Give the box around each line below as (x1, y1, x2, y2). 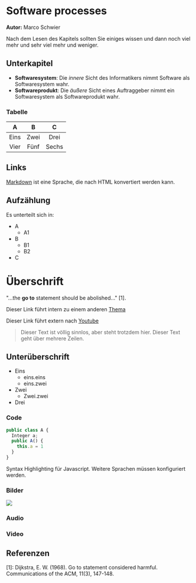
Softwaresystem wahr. (14, 80, 70, 87)
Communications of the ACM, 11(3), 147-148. (6, 570, 114, 577)
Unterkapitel (6, 58, 53, 69)
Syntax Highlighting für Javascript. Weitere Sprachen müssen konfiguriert (6, 465, 186, 472)
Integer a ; (11, 432, 38, 438)
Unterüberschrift (6, 352, 70, 361)
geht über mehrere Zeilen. (20, 335, 84, 342)
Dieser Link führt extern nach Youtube (6, 317, 99, 324)
